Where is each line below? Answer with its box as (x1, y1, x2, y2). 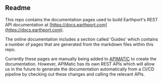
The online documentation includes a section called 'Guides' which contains (5, 36, 159, 42)
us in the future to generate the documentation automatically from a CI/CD (5, 66, 155, 72)
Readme (5, 4, 31, 12)
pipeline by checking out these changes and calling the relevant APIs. (5, 71, 145, 77)
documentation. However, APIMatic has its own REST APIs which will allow (5, 61, 155, 67)
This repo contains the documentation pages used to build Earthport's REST (5, 16, 158, 22)
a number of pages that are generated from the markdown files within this (5, 41, 154, 47)
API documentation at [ (5, 22, 51, 27)
